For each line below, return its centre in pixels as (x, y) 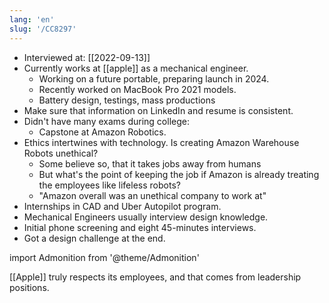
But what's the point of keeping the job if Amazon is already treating (179, 174)
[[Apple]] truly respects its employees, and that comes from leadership (155, 277)
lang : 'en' (32, 19)
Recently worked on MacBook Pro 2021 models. (137, 89)
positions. (29, 287)
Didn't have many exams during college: (106, 121)
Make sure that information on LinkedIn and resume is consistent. (158, 110)
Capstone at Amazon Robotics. (102, 132)
